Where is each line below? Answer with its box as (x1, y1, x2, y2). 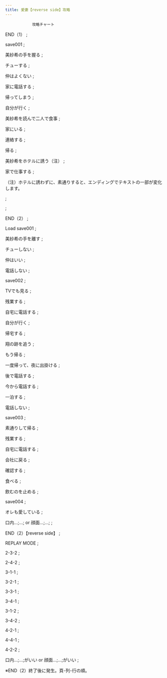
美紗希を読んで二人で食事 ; (5, 115, 60, 121)
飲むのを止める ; (5, 488, 39, 495)
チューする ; (5, 62, 30, 68)
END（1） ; (5, 31, 27, 37)
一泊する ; (5, 394, 26, 400)
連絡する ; (5, 136, 26, 142)
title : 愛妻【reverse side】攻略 (5, 7, 70, 12)
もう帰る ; (5, 351, 25, 357)
